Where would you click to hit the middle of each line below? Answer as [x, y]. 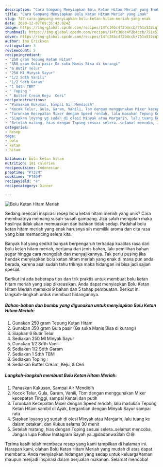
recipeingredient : [24, 55]
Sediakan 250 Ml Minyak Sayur [43, 338]
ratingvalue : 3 [20, 46]
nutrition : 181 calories [30, 163]
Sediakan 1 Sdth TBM [33, 354]
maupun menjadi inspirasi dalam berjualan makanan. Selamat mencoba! [77, 459]
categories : [17, 127]
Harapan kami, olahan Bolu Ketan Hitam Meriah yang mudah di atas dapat [79, 449]
